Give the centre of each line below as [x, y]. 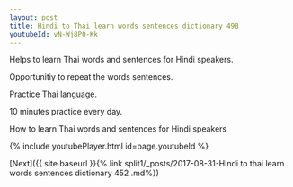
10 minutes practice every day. [66, 112]
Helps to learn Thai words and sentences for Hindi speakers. [121, 60]
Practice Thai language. [53, 94]
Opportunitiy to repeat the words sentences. [91, 77]
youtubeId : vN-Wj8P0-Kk [54, 34]
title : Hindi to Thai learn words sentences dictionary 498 [124, 26]
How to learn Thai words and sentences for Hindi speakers [118, 129]
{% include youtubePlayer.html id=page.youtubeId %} [109, 146]
